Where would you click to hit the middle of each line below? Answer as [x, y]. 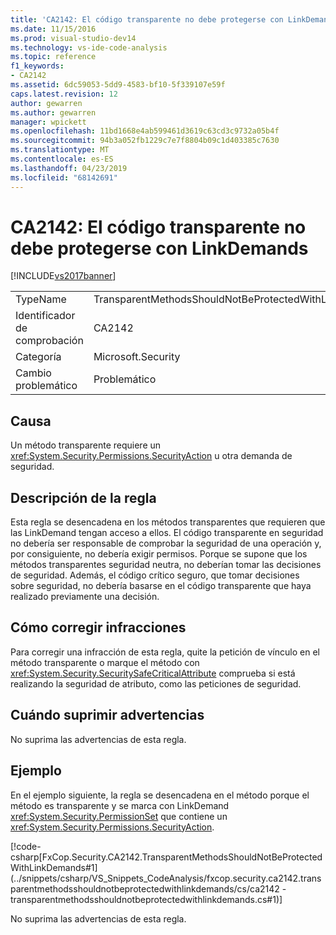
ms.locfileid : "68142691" [64, 177]
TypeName [41, 299]
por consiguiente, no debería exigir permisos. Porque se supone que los [159, 554]
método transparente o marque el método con [105, 662]
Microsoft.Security [137, 357]
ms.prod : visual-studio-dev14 [73, 38]
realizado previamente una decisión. [85, 597]
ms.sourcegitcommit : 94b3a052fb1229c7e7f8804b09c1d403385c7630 [145, 141]
